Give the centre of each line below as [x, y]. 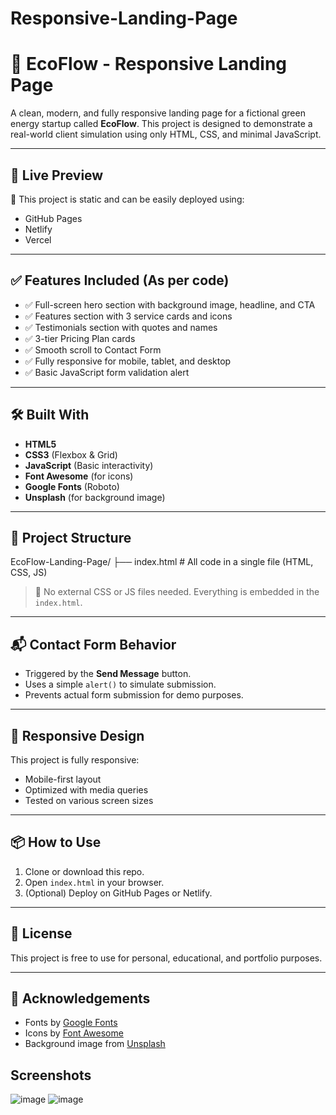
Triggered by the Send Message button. [108, 674]
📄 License [41, 933]
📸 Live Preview [57, 175]
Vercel [38, 239]
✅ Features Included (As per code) [120, 280]
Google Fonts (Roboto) [72, 486]
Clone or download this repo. [84, 871]
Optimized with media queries [86, 790]
